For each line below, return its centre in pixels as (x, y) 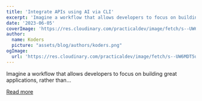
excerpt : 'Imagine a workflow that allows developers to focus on (91, 17)
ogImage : (17, 51)
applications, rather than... (39, 80)
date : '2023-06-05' (31, 23)
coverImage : (21, 29)
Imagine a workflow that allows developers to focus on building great (92, 73)
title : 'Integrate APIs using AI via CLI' (60, 12)
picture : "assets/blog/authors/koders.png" (67, 46)
